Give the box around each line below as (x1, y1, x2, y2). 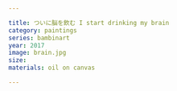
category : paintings (8, 26, 78, 35)
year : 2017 (8, 41, 45, 49)
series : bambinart (8, 34, 70, 42)
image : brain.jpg (8, 49, 67, 57)
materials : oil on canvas (8, 64, 95, 72)
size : (8, 56, 27, 64)
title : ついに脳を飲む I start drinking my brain (8, 19, 170, 27)
